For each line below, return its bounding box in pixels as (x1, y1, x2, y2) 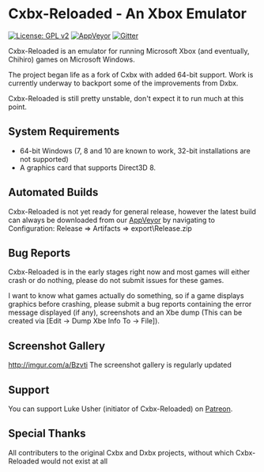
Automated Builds (8, 186, 99, 199)
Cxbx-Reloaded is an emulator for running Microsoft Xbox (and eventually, (8, 46, 251, 55)
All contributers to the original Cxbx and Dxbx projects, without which (8, 447, 235, 457)
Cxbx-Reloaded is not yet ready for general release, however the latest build (8, 206, 257, 216)
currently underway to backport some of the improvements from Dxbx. (8, 78, 239, 88)
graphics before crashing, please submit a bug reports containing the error (8, 300, 252, 309)
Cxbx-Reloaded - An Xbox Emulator (8, 5, 247, 23)
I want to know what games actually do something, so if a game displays (8, 291, 244, 300)
